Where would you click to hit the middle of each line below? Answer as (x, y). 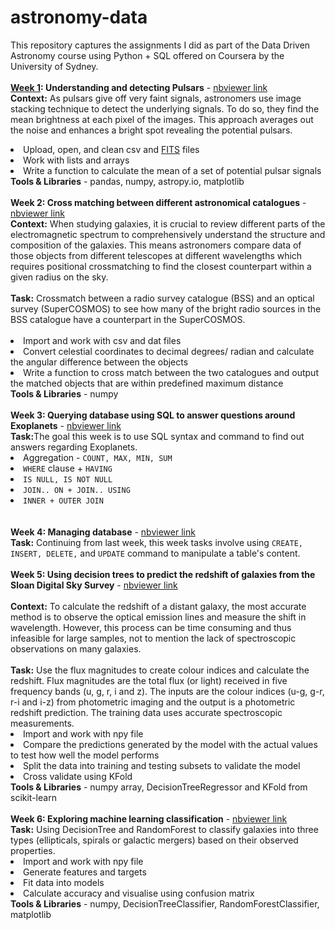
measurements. (42, 723)
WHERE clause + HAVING (68, 468)
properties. (33, 850)
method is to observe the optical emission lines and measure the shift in (158, 617)
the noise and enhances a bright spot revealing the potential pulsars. (151, 130)
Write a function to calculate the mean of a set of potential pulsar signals (172, 170)
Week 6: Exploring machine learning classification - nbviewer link (149, 818)
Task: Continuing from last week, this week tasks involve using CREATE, (157, 542)
